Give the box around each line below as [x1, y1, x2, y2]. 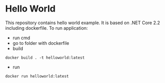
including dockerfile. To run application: [5, 25, 88, 31]
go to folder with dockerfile [12, 40, 69, 46]
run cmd [12, 35, 30, 41]
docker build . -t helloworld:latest [5, 55, 85, 60]
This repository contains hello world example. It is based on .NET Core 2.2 [5, 20, 160, 26]
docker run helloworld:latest [5, 73, 69, 78]
